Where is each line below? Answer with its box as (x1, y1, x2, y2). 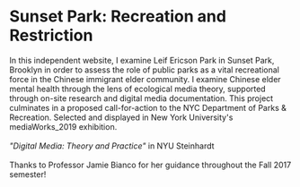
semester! (9, 168, 47, 180)
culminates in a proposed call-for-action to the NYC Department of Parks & (9, 102, 287, 113)
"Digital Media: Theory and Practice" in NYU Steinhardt (9, 140, 215, 151)
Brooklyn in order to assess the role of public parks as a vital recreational (9, 64, 280, 75)
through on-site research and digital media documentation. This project (9, 92, 274, 104)
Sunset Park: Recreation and (9, 6, 227, 27)
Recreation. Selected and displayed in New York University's (9, 112, 234, 123)
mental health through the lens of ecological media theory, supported (9, 83, 267, 94)
